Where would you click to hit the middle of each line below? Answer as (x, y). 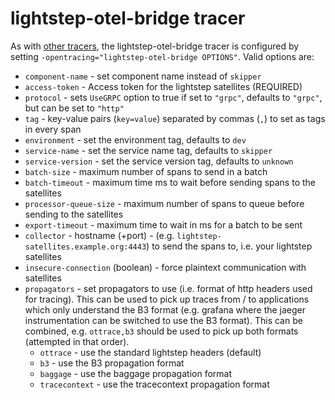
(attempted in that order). (77, 341)
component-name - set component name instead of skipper (143, 76)
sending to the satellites (74, 214)
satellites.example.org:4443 (85, 247)
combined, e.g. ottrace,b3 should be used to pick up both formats (161, 331)
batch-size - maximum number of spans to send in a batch (146, 171)
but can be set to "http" (74, 108)
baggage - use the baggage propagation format (136, 373)
